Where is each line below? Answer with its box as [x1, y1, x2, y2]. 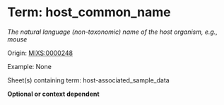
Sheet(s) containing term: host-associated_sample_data [7, 75, 170, 85]
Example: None [7, 62, 52, 70]
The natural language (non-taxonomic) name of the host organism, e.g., [7, 27, 218, 36]
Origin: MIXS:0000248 [7, 49, 73, 57]
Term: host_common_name [7, 4, 171, 20]
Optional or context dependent [7, 89, 100, 98]
